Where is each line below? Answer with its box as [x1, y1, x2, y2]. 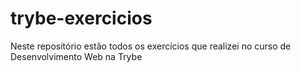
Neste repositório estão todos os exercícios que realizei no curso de [10, 40, 292, 52]
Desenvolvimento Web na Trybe [10, 50, 143, 62]
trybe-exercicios [10, 7, 153, 30]
